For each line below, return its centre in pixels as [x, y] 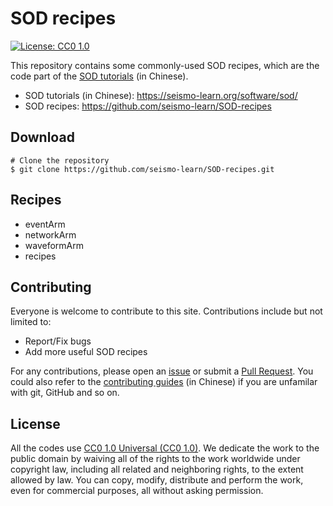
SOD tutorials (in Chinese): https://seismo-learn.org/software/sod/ [161, 95]
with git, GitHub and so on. [65, 393]
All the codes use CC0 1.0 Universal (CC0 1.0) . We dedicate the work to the [165, 448]
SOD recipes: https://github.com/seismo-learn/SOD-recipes [148, 106]
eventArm [45, 224]
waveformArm [54, 245]
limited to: [31, 322]
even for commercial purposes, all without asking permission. [137, 491]
